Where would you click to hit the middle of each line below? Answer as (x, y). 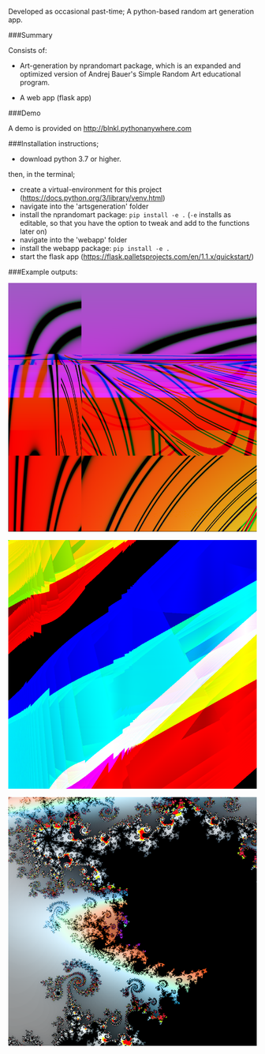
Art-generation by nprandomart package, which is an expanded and (130, 66)
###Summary (30, 35)
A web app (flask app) (56, 98)
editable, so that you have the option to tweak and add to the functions (134, 223)
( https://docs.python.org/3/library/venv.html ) (92, 198)
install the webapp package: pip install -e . (95, 248)
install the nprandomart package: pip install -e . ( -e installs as (125, 215)
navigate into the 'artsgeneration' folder (84, 206)
